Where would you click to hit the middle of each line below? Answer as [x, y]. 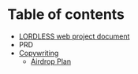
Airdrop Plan [51, 61]
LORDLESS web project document [74, 36]
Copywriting [39, 53]
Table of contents [66, 15]
